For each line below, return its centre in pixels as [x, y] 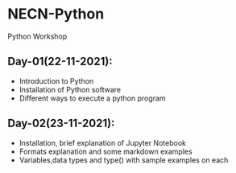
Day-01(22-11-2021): [60, 62]
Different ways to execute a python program [92, 98]
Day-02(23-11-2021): [61, 124]
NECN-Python [56, 14]
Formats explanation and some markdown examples [106, 151]
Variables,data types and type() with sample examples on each [124, 160]
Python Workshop [37, 36]
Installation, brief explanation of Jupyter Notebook [103, 142]
